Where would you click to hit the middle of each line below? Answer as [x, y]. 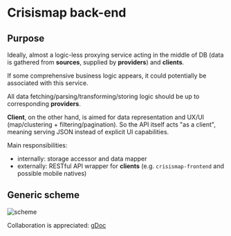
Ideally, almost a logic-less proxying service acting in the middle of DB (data [115, 55]
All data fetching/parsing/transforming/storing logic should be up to [103, 96]
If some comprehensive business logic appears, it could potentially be [107, 75]
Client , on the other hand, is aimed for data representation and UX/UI [106, 117]
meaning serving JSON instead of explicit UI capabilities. [88, 132]
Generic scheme [43, 195]
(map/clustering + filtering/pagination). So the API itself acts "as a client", [111, 125]
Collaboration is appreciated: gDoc [57, 225]
